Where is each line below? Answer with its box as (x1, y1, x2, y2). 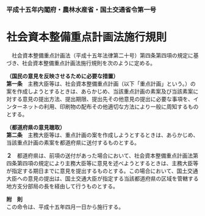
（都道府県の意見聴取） (6, 124, 65, 131)
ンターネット (6, 103, 38, 110)
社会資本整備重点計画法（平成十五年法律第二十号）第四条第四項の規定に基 (11, 51, 199, 59)
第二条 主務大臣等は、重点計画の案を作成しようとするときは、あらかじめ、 (6, 131, 199, 138)
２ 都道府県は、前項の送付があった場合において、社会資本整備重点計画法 (6, 152, 193, 159)
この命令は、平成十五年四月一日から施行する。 (6, 203, 124, 210)
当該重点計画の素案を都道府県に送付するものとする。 (6, 139, 140, 146)
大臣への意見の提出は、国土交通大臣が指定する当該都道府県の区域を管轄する (6, 174, 199, 182)
